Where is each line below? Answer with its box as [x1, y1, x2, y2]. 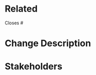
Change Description [5, 37, 91, 49]
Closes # [5, 20, 23, 26]
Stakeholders [5, 61, 62, 72]
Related [5, 3, 38, 15]
